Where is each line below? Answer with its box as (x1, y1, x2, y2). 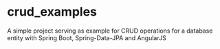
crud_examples (7, 4, 98, 20)
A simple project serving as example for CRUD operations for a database (7, 27, 213, 35)
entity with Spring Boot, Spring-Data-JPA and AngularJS (7, 33, 166, 42)
